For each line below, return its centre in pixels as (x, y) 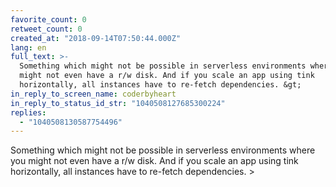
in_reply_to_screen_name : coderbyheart (93, 94)
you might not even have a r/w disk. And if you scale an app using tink (154, 161)
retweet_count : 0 (46, 29)
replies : (28, 112)
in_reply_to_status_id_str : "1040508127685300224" (118, 103)
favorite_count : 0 (48, 19)
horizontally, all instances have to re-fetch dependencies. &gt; (160, 85)
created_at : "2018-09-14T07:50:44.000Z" (96, 38)
